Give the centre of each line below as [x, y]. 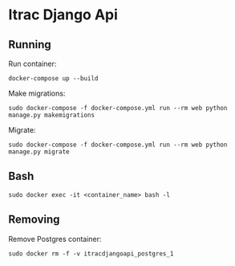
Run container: [32, 63]
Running [30, 45]
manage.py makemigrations [51, 115]
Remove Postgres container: [55, 239]
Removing [34, 220]
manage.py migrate [39, 152]
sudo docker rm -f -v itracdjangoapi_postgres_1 [91, 254]
